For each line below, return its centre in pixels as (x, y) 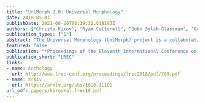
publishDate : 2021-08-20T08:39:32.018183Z (61, 23)
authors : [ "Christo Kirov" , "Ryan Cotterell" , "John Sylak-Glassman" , (97, 29)
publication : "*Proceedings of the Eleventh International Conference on (102, 51)
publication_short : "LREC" (40, 57)
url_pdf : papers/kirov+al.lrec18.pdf (54, 91)
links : (15, 62)
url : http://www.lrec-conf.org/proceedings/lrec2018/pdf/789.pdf (96, 74)
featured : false (27, 46)
